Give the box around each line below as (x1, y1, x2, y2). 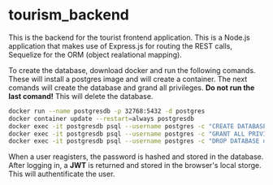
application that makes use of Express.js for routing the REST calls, (8, 41, 233, 50)
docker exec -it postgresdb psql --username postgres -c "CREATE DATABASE (8, 122, 267, 131)
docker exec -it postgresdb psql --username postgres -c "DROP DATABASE (8, 137, 260, 145)
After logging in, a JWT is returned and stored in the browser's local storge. (8, 161, 262, 170)
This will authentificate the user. (8, 169, 115, 179)
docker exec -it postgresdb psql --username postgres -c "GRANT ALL (8, 130, 245, 138)
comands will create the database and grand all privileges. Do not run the (8, 83, 255, 92)
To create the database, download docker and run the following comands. (8, 65, 256, 75)
